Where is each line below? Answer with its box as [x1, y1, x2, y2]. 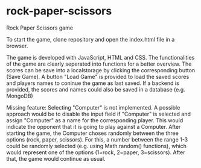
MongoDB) [6, 92, 33, 99]
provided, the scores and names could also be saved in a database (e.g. [6, 86, 185, 93]
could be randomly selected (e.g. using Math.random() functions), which [6, 142, 187, 149]
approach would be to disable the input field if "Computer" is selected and [6, 110, 191, 117]
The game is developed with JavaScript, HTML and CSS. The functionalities [6, 54, 195, 61]
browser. [6, 42, 28, 49]
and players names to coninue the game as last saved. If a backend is [6, 79, 179, 87]
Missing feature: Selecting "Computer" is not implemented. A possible [6, 104, 180, 111]
